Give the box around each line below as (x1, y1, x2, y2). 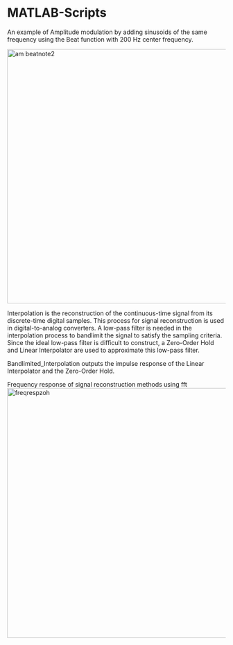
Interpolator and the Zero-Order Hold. (7, 367, 115, 375)
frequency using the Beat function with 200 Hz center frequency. (7, 35, 193, 43)
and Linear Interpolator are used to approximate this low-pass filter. (7, 346, 200, 354)
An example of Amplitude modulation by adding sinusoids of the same (7, 28, 208, 36)
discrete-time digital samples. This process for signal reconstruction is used (7, 316, 224, 324)
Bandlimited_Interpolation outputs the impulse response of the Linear (7, 359, 205, 367)
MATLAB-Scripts (7, 5, 107, 21)
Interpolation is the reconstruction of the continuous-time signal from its (7, 309, 213, 317)
